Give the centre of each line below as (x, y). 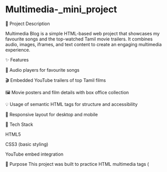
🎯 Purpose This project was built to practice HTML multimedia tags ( (77, 164)
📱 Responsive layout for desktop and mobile (52, 114)
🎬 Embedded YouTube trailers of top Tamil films (56, 80)
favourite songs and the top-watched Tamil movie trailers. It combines (79, 39)
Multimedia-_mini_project (61, 9)
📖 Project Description (28, 24)
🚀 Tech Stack (19, 124)
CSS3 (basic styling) (27, 144)
